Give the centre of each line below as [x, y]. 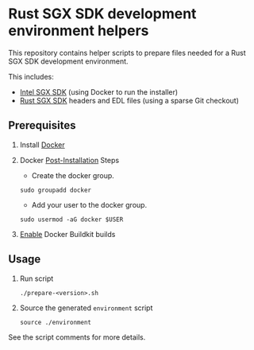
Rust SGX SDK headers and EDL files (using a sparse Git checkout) [129, 100]
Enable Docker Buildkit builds [67, 234]
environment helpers [79, 31]
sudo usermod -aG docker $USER [71, 220]
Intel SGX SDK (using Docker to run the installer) [99, 91]
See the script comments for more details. [77, 337]
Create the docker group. [73, 175]
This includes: [31, 76]
